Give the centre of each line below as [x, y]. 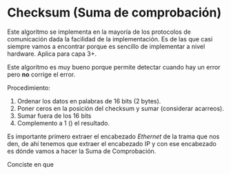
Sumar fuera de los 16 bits [54, 116]
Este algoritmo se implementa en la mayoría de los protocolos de [99, 32]
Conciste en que [30, 164]
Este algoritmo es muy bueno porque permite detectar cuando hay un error [114, 67]
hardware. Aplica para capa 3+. [52, 54]
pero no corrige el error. [41, 74]
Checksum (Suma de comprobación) [114, 13]
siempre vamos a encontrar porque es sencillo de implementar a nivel [106, 46]
